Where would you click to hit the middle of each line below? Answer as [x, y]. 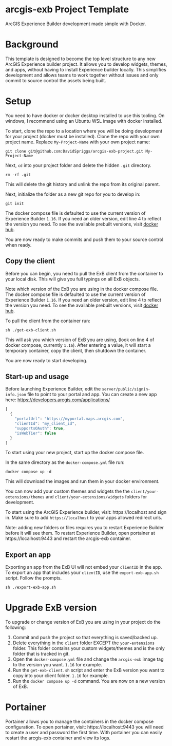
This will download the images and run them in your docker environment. [82, 481]
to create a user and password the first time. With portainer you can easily [84, 733]
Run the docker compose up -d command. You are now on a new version [89, 681]
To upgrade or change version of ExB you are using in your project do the [83, 622]
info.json [16, 395]
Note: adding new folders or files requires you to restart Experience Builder [85, 528]
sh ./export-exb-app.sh [31, 588]
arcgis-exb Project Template [67, 10]
